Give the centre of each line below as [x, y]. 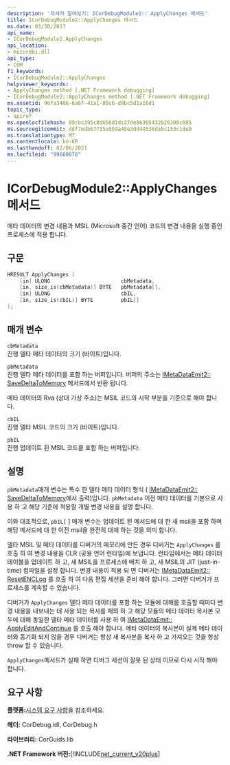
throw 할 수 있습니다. [35, 645]
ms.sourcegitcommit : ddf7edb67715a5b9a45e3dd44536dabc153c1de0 [100, 129]
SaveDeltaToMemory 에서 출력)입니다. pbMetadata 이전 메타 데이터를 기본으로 [112, 498]
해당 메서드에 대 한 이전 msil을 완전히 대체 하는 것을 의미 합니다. [92, 530]
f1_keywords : [26, 71]
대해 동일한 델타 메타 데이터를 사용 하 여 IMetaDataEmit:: [96, 619]
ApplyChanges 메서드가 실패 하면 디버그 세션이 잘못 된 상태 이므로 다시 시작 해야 [112, 660]
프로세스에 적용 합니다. [37, 234]
